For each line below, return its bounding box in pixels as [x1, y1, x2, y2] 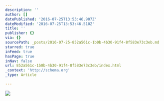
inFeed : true [5, 49, 32, 54]
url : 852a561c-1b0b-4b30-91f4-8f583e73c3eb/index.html [5, 63, 122, 68]
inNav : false [5, 58, 32, 63]
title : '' [5, 26, 26, 31]
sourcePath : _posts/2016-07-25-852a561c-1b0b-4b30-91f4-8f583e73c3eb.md [5, 40, 160, 45]
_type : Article [5, 72, 37, 77]
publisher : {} [5, 30, 35, 35]
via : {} [5, 35, 21, 40]
